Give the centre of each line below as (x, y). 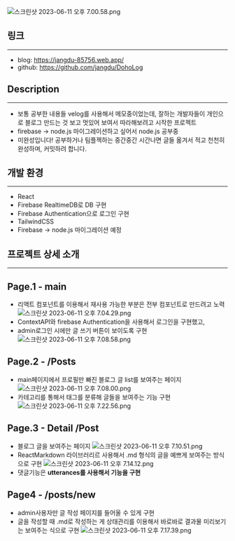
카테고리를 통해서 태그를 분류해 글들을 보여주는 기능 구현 (94, 397)
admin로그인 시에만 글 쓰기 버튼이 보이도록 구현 (82, 331)
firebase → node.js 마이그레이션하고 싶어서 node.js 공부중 (98, 131)
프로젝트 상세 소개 (43, 254)
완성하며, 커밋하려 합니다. (52, 149)
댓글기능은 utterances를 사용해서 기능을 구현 (79, 472)
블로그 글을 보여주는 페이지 (54, 446)
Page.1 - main (37, 286)
